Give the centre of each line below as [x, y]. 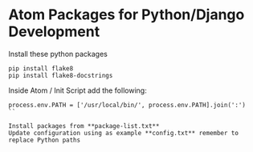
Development [54, 32]
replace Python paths [45, 140]
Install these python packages [58, 54]
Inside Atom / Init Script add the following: [78, 90]
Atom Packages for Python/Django [126, 15]
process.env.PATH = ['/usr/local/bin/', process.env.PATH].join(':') [127, 105]
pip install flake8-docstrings [61, 75]
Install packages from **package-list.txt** [84, 126]
